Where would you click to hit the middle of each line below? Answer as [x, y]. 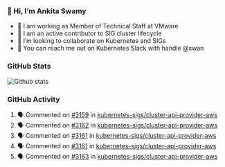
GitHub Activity [34, 99]
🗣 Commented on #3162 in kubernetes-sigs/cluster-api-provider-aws [117, 125]
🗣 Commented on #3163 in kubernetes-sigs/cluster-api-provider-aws [117, 156]
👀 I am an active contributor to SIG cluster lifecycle [89, 33]
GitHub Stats [29, 67]
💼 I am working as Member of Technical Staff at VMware [98, 26]
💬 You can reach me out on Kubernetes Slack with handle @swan [110, 49]
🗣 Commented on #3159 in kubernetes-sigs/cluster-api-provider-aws [117, 114]
